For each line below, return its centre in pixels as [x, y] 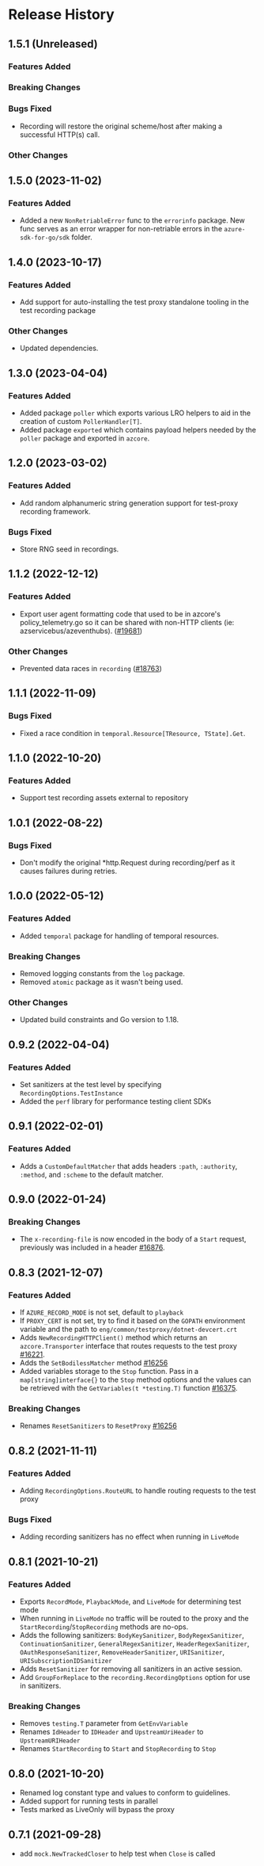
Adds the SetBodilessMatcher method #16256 [94, 1363]
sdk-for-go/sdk [45, 238]
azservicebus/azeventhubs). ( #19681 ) [81, 631]
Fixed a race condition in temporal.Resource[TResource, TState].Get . [132, 733]
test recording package [58, 311]
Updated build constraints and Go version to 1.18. [99, 1020]
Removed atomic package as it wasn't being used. [101, 982]
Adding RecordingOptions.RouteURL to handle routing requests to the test [138, 1490]
